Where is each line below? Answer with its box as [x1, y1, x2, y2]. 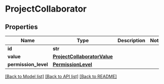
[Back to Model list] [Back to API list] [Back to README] [5, 74, 117, 79]
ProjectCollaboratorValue [53, 53, 113, 60]
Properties [5, 23, 38, 31]
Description [117, 37, 145, 44]
